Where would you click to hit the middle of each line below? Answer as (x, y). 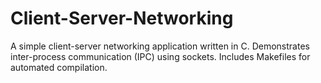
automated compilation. (59, 67)
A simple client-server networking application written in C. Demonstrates (160, 46)
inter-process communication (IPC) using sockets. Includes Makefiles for (160, 56)
